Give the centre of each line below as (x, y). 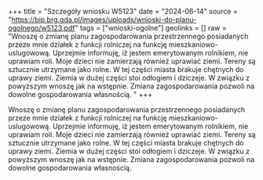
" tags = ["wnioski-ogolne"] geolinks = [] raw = (150, 28)
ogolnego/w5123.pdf (42, 28)
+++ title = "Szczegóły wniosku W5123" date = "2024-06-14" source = (123, 11)
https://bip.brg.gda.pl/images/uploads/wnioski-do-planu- (104, 20)
